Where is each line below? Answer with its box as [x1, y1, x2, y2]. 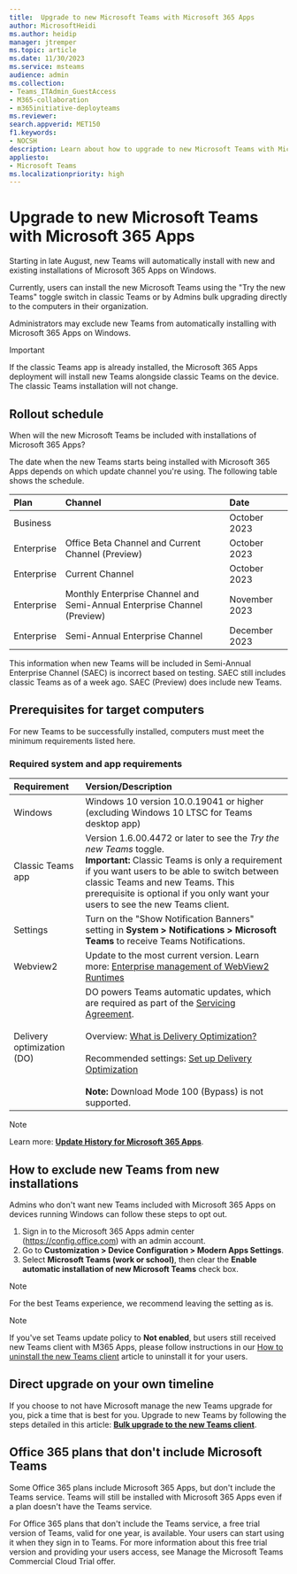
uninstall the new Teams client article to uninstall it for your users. [9, 1351, 248, 1361]
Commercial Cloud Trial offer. [9, 1555, 117, 1566]
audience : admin [9, 71, 69, 80]
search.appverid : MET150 [9, 120, 101, 129]
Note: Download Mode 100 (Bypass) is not [85, 1086, 263, 1098]
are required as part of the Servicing [85, 997, 236, 1010]
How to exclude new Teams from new [9, 1162, 219, 1177]
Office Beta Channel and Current [65, 537, 202, 549]
